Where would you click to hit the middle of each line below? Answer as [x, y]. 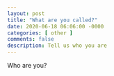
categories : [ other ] [40, 33]
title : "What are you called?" [52, 20]
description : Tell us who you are [57, 46]
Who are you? [27, 65]
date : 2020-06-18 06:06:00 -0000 [56, 26]
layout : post [26, 13]
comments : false [31, 39]
